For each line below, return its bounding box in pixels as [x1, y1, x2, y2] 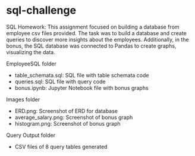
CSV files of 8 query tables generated [14, 143, 108, 150]
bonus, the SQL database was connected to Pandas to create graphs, [6, 42, 177, 49]
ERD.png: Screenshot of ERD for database [14, 107, 118, 114]
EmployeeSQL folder [6, 60, 56, 67]
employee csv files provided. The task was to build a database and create [6, 29, 187, 36]
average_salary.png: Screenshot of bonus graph [14, 114, 133, 121]
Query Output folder [6, 132, 55, 139]
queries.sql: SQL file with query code [14, 78, 106, 85]
